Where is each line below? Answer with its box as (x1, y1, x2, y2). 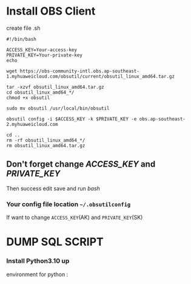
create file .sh (6, 24, 41, 32)
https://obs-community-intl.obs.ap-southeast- (19, 68, 139, 74)
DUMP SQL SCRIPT (6, 235, 104, 249)
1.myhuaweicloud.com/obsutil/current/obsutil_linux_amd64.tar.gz (6, 73, 175, 80)
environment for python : (6, 271, 69, 278)
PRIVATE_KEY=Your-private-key (6, 52, 83, 58)
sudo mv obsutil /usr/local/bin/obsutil (6, 105, 110, 111)
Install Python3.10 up (6, 257, 70, 265)
